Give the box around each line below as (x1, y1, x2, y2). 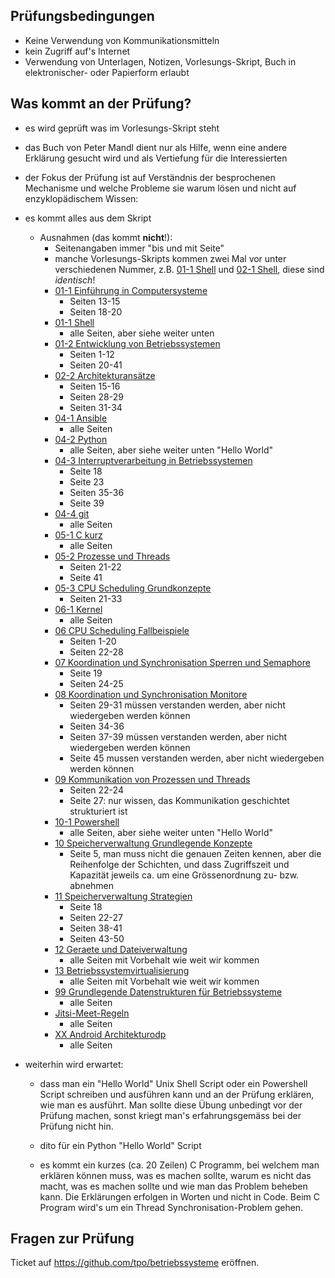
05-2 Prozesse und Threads (54, 550, 171, 562)
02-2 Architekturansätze (54, 369, 156, 381)
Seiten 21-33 (69, 592, 123, 604)
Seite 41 (69, 571, 103, 583)
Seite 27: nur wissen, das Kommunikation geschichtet (69, 794, 290, 806)
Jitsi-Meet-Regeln (54, 1007, 130, 1019)
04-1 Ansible (54, 412, 108, 424)
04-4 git (54, 507, 90, 519)
